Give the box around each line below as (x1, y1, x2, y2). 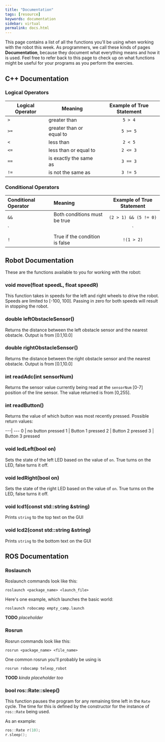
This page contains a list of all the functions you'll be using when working (5, 39, 154, 45)
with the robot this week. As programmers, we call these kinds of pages (5, 44, 151, 50)
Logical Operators (5, 89, 49, 96)
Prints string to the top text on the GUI (5, 514, 83, 520)
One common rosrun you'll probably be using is (5, 656, 102, 662)
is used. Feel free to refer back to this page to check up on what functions (5, 55, 155, 61)
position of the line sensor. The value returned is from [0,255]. (5, 390, 131, 395)
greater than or (48, 124, 83, 131)
